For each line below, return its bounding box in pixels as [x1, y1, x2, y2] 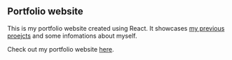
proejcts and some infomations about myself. [7, 31, 137, 40]
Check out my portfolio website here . [7, 45, 114, 53]
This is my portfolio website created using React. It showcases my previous [7, 24, 225, 32]
